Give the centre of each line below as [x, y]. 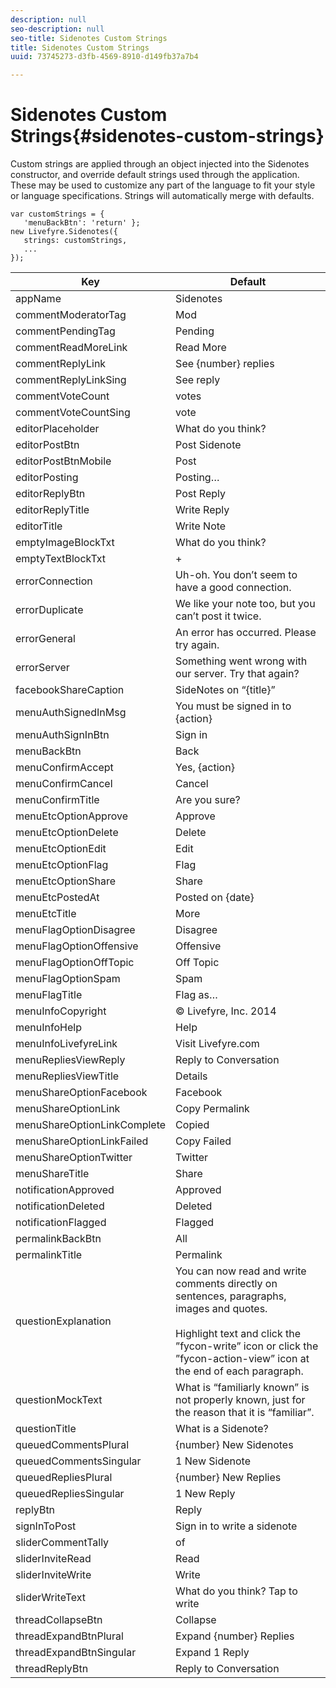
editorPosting [47, 478]
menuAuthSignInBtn [62, 735]
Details [191, 1076]
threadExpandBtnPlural [69, 1636]
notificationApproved [65, 1190]
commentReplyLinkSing [71, 380]
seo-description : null [57, 29]
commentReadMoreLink [71, 348]
